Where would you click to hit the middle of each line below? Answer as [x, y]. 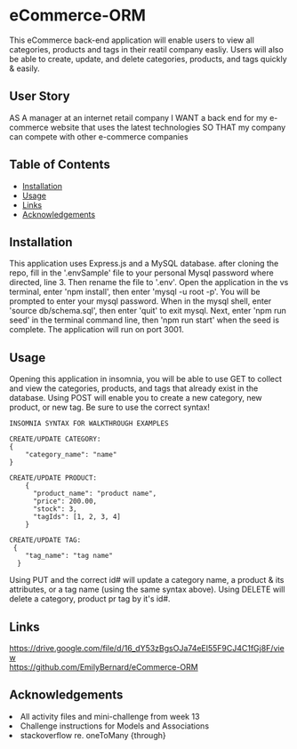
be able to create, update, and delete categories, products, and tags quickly [148, 59]
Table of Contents [60, 165]
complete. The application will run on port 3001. [97, 330]
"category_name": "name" [71, 455]
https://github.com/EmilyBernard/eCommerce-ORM [104, 667]
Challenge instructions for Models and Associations [115, 726]
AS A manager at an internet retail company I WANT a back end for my [139, 117]
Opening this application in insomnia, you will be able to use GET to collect [146, 379]
